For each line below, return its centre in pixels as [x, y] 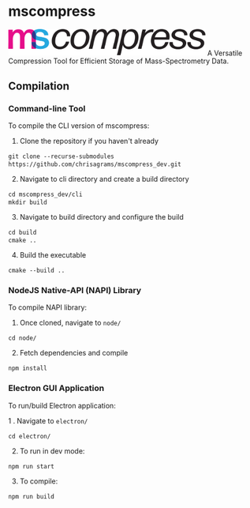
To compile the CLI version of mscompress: [79, 126]
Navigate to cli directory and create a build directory [104, 179]
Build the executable [53, 255]
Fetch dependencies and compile [74, 353]
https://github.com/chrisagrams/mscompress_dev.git [95, 164]
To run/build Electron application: [62, 405]
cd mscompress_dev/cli [45, 195]
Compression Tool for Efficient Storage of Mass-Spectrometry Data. [119, 61]
